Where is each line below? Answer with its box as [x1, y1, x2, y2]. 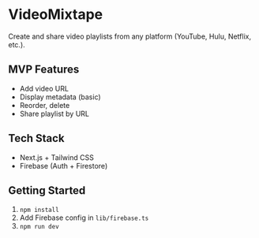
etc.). [8, 39, 25, 49]
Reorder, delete [19, 100, 70, 110]
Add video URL [19, 84, 69, 93]
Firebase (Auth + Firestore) [19, 161, 108, 170]
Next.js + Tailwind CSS [19, 152, 95, 162]
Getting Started [8, 184, 86, 197]
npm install [19, 206, 59, 214]
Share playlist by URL [19, 109, 89, 118]
